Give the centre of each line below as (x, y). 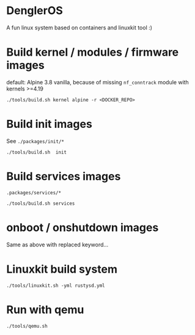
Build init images (50, 124)
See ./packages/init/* (35, 141)
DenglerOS (35, 11)
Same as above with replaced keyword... (57, 245)
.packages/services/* (34, 193)
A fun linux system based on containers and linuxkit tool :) (79, 28)
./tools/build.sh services (41, 203)
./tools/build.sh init (37, 152)
